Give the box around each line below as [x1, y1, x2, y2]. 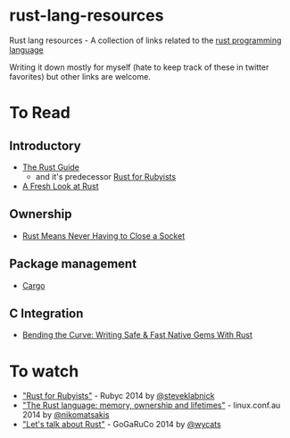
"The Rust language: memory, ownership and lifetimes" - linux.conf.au [21, 400, 281, 411]
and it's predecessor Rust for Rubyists [35, 171, 177, 181]
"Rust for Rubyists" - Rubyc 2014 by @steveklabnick [21, 391, 215, 401]
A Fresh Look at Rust [21, 181, 100, 191]
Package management [9, 257, 137, 272]
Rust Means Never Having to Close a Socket [21, 230, 186, 241]
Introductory [9, 138, 82, 153]
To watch [9, 361, 79, 381]
